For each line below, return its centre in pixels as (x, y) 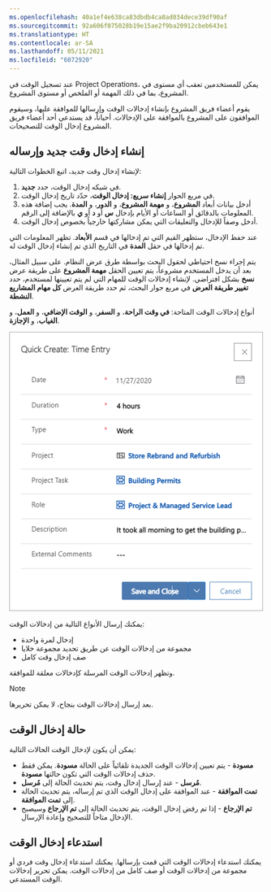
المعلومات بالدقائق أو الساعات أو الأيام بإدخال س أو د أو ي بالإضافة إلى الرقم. (137, 212)
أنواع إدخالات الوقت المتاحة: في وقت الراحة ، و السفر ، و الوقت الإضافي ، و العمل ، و (132, 311)
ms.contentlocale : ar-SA (51, 43)
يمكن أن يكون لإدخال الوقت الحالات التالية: (73, 749)
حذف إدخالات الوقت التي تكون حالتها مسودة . (88, 773)
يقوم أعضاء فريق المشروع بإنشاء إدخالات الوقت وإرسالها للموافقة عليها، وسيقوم (130, 109)
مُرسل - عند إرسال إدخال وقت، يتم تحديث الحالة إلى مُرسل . (111, 782)
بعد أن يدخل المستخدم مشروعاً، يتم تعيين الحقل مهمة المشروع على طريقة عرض (131, 270)
